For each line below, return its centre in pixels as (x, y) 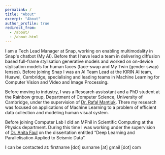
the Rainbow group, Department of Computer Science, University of (74, 97)
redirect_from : (21, 28)
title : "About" (21, 14)
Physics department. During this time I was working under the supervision (80, 127)
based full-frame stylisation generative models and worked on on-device (79, 61)
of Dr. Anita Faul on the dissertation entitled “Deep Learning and (70, 132)
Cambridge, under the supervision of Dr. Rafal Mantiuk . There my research (81, 102)
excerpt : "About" (23, 19)
